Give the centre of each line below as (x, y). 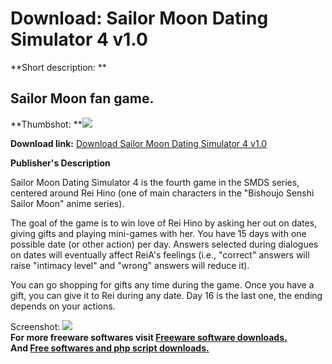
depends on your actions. (63, 306)
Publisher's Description (60, 163)
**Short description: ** (58, 67)
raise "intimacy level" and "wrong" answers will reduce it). (130, 265)
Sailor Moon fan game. (82, 98)
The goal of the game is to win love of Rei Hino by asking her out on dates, (164, 223)
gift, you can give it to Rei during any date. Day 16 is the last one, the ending (166, 295)
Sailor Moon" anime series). (67, 203)
